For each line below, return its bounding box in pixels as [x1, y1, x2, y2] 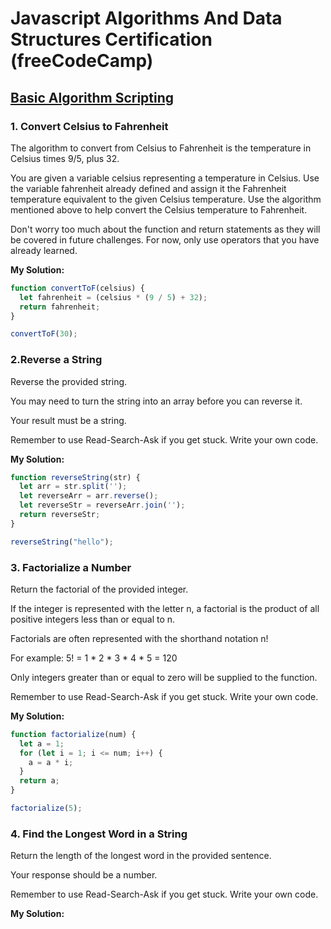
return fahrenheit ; [19, 302, 101, 312]
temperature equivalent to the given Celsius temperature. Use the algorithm [10, 193, 322, 205]
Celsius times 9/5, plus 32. [10, 152, 120, 164]
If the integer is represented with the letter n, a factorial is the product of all [10, 602, 320, 614]
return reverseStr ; [19, 510, 101, 520]
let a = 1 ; [19, 738, 65, 749]
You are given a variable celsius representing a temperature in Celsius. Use [10, 172, 320, 184]
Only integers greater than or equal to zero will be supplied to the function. [10, 671, 318, 683]
